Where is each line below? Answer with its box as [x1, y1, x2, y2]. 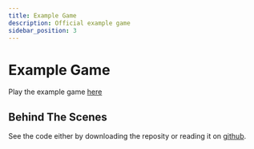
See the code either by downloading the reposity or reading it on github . [8, 131, 247, 141]
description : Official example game [8, 19, 131, 27]
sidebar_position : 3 [8, 26, 78, 34]
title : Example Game [8, 11, 78, 20]
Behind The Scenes [8, 110, 107, 124]
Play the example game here [8, 87, 103, 96]
